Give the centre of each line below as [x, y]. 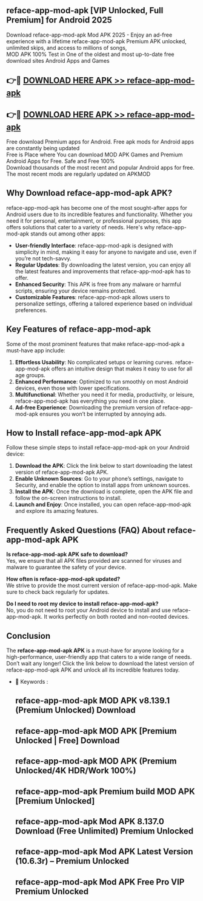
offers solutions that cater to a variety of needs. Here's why [81, 227]
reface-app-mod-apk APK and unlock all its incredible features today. [93, 670]
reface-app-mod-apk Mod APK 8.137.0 [90, 822]
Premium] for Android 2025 [59, 20]
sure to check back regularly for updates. [58, 592]
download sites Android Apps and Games [58, 60]
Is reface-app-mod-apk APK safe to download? [67, 554]
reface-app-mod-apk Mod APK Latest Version [104, 852]
